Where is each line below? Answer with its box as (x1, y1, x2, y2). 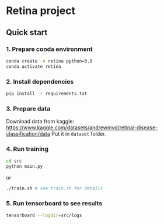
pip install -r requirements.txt (6, 91, 88, 97)
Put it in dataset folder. (51, 130, 106, 137)
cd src (6, 158, 22, 164)
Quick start (6, 27, 48, 37)
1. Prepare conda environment (6, 45, 93, 53)
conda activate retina (6, 63, 61, 70)
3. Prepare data (6, 104, 51, 112)
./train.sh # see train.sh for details (6, 185, 103, 191)
